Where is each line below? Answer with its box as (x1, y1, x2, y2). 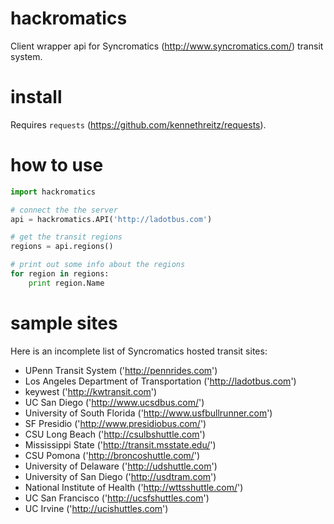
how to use (10, 154, 104, 177)
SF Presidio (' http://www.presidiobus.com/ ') (24, 417, 207, 429)
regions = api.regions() (10, 242, 114, 252)
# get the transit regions (10, 232, 123, 242)
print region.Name (28, 278, 105, 288)
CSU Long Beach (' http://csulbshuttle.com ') (24, 428, 206, 440)
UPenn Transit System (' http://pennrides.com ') (24, 364, 218, 376)
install (10, 86, 63, 109)
